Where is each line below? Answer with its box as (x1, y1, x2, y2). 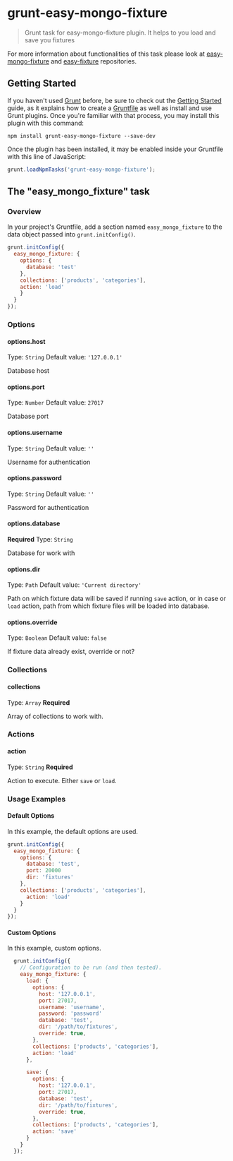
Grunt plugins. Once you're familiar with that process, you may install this (7, 111, 220, 119)
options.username (7, 428, 63, 436)
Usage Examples (7, 794, 66, 804)
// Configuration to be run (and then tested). (20, 964, 162, 972)
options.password (7, 474, 62, 482)
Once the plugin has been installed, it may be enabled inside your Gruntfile (7, 145, 224, 153)
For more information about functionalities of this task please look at (7, 49, 206, 58)
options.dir (7, 565, 41, 573)
